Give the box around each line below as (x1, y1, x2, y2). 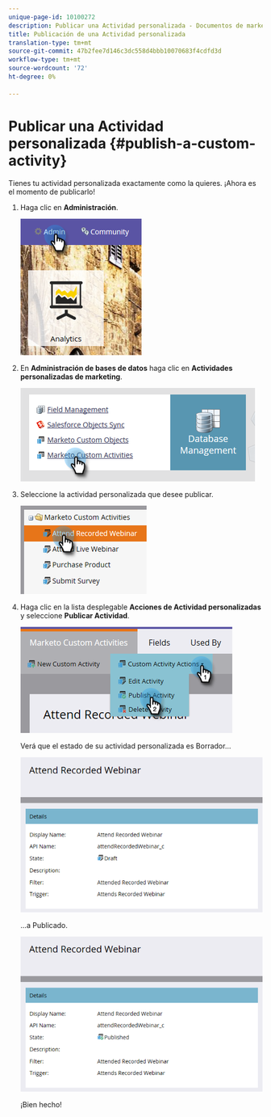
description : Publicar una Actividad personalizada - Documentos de (8, 21, 244, 30)
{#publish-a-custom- (109, 134, 256, 153)
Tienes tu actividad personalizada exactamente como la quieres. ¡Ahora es (8, 178, 256, 188)
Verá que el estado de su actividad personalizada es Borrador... (19, 740, 231, 751)
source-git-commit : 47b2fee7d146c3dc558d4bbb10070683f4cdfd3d (8, 47, 222, 56)
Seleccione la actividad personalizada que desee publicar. (19, 489, 214, 499)
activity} (8, 151, 67, 170)
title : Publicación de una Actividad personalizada (8, 30, 186, 38)
